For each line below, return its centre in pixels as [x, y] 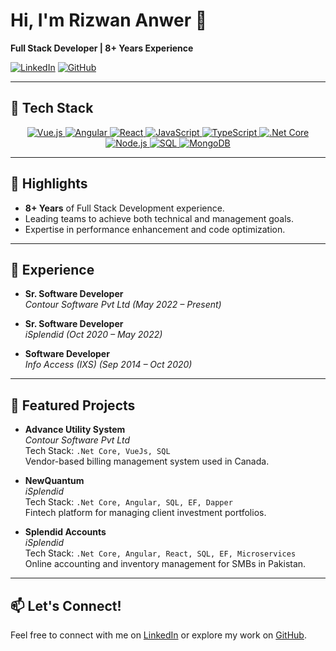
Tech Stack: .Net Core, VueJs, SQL [97, 451]
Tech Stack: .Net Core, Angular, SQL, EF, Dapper [128, 502]
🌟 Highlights [49, 184]
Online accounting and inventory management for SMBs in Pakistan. [165, 564]
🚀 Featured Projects [73, 405]
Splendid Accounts [65, 532]
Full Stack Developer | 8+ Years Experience [102, 48]
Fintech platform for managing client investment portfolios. [145, 513]
